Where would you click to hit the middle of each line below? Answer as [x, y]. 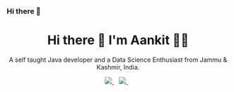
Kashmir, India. [118, 67]
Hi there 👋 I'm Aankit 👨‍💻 [118, 40]
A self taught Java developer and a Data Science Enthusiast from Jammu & [118, 60]
